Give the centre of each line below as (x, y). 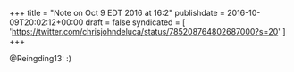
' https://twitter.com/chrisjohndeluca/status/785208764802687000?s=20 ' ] (147, 32)
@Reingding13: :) (41, 58)
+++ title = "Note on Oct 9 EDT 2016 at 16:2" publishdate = (118, 13)
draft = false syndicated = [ (135, 22)
